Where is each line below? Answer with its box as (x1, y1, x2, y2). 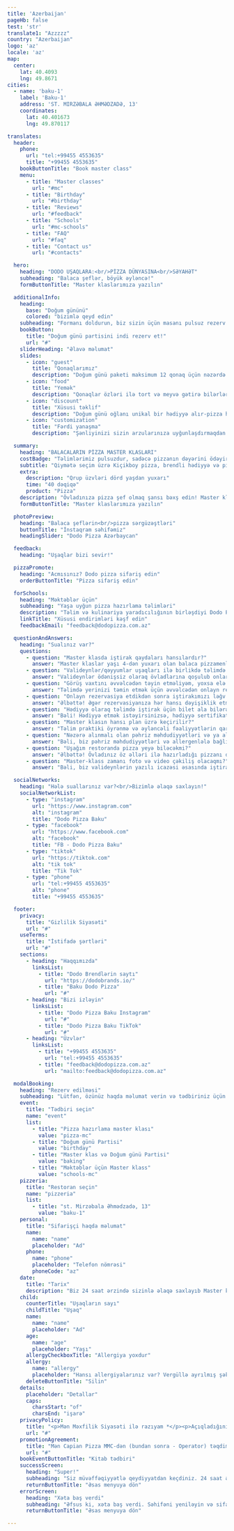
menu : (19, 171, 36, 178)
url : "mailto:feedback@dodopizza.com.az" (44, 1067, 167, 1074)
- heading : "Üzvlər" (25, 1035, 86, 1042)
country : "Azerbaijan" (7, 36, 73, 43)
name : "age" (32, 1339, 68, 1346)
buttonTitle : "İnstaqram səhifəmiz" (19, 526, 127, 533)
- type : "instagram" (25, 796, 86, 803)
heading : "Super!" (25, 1468, 79, 1476)
